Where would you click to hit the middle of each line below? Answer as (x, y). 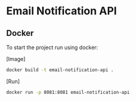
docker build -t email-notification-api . (60, 70)
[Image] (16, 59)
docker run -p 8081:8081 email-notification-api (68, 92)
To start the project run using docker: (52, 47)
